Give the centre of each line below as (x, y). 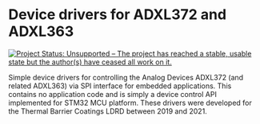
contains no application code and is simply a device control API (113, 94)
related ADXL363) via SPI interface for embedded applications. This (120, 86)
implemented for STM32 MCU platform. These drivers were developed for (130, 103)
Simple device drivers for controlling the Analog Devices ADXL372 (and (126, 77)
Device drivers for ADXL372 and (117, 15)
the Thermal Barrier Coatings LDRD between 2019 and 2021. (108, 111)
